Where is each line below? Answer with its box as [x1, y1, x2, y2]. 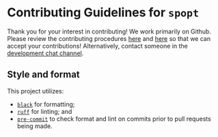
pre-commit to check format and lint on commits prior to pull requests [16, 115, 212, 123]
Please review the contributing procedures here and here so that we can [7, 34, 210, 42]
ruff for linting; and [16, 107, 72, 115]
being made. [16, 121, 53, 130]
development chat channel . [7, 49, 84, 57]
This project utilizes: [7, 87, 64, 95]
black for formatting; [16, 100, 75, 108]
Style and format [7, 69, 80, 80]
